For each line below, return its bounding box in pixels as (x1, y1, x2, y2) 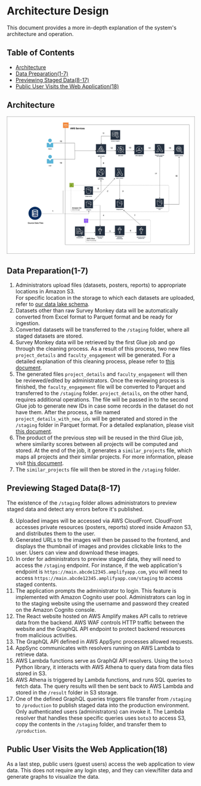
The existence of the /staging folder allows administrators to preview (7, 499, 177, 506)
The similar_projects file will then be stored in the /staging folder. (15, 466, 181, 474)
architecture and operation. (7, 30, 74, 37)
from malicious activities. (15, 632, 77, 639)
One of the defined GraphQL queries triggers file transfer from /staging (15, 695, 191, 702)
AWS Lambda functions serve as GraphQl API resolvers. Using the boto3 (15, 657, 193, 664)
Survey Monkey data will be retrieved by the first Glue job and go (15, 339, 175, 346)
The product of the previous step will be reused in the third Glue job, (15, 434, 184, 441)
